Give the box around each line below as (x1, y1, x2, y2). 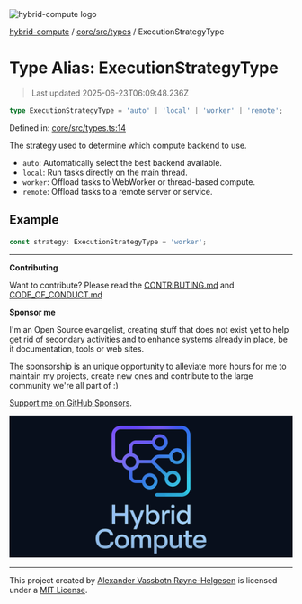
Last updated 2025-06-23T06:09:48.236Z (31, 87, 189, 98)
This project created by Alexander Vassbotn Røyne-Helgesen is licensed (9, 574, 278, 585)
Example (9, 212, 59, 228)
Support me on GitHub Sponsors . (9, 397, 133, 408)
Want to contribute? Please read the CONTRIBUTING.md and (9, 279, 235, 290)
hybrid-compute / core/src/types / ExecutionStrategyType (9, 26, 225, 37)
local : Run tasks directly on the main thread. (22, 167, 188, 178)
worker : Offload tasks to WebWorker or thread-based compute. (22, 176, 256, 188)
